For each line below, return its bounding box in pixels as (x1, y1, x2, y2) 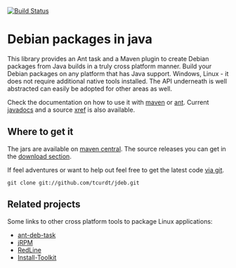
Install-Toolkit (17, 253, 57, 262)
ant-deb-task (17, 231, 56, 239)
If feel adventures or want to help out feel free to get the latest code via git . (7, 165, 225, 174)
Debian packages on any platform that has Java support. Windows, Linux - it (7, 69, 229, 77)
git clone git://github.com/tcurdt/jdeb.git (7, 179, 140, 186)
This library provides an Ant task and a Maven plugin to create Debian (7, 54, 209, 63)
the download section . (7, 152, 72, 160)
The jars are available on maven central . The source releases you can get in (7, 144, 226, 153)
